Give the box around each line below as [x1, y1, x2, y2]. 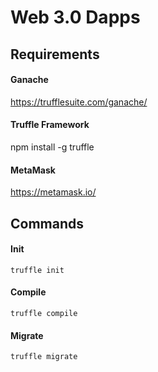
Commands [10, 215, 85, 232]
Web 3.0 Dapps [10, 6, 141, 29]
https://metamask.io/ [10, 186, 97, 198]
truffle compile [10, 308, 78, 318]
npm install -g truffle [10, 141, 95, 153]
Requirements [10, 46, 100, 63]
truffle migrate [10, 352, 78, 362]
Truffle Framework [10, 119, 90, 131]
